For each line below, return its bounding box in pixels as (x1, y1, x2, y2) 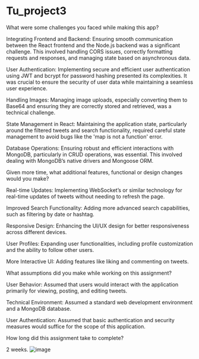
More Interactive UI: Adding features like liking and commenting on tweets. (6, 257, 189, 265)
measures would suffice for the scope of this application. (6, 323, 146, 330)
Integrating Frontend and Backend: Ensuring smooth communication (6, 35, 173, 42)
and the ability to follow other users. (6, 246, 94, 253)
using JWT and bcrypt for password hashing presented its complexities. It (6, 72, 187, 79)
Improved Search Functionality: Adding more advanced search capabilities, (6, 204, 190, 212)
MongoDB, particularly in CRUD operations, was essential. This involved (6, 150, 182, 158)
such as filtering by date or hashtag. (6, 210, 95, 218)
